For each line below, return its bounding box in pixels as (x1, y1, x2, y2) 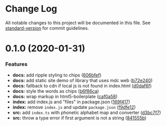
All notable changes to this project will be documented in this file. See (5, 20, 151, 26)
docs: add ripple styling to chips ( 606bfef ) (12, 72, 102, 78)
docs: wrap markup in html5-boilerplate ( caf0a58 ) (12, 94, 118, 100)
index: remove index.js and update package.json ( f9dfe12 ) (12, 104, 136, 110)
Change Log (5, 3, 57, 15)
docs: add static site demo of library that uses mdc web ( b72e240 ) (12, 78, 153, 84)
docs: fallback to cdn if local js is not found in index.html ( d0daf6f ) (12, 83, 152, 89)
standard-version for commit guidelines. (5, 25, 89, 31)
